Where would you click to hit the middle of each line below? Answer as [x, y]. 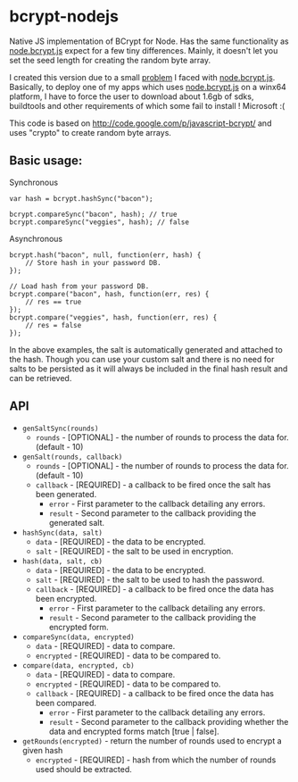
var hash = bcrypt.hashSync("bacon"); [81, 198]
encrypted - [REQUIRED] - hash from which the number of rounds [156, 760]
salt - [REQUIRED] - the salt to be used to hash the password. [150, 579]
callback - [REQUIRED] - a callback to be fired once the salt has [153, 485]
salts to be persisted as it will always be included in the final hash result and [149, 369]
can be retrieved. [41, 378]
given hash [42, 750]
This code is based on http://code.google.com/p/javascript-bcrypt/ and [141, 123]
